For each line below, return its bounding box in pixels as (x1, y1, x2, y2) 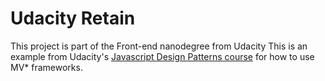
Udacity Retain (10, 7, 136, 30)
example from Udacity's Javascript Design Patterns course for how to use (10, 50, 315, 62)
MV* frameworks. (10, 61, 83, 73)
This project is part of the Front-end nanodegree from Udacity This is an (10, 40, 308, 52)
